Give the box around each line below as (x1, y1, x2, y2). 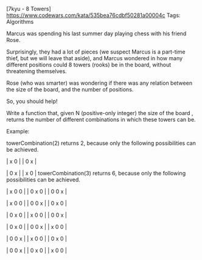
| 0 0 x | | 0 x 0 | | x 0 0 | (6, 247, 67, 254)
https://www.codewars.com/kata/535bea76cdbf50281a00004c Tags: (6, 12, 181, 19)
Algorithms (6, 18, 34, 25)
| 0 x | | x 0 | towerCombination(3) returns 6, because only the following (6, 170, 186, 177)
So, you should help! (6, 97, 58, 105)
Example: (6, 128, 30, 135)
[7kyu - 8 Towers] (6, 5, 51, 12)
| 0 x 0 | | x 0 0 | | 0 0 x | (6, 211, 67, 219)
